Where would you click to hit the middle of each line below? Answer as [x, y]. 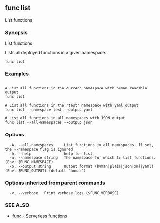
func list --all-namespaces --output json [49, 123]
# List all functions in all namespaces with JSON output [65, 118]
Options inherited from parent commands [55, 183]
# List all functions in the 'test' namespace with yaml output [72, 105]
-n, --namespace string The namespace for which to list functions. [83, 158]
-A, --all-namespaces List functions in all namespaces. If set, [81, 145]
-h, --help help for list [51, 154]
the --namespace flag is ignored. [40, 149]
